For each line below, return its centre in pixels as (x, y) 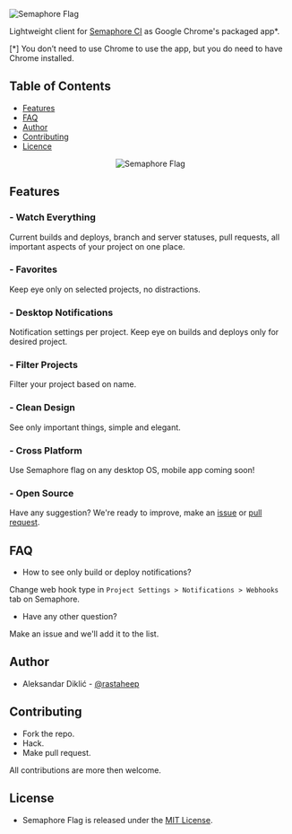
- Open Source (42, 493)
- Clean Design (43, 408)
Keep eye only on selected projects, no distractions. (105, 289)
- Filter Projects (44, 365)
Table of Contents (60, 87)
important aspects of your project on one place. (97, 246)
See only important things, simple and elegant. (95, 427)
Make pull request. (56, 752)
